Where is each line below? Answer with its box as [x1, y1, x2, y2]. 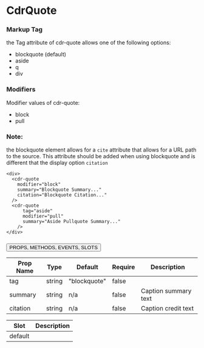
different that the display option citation [6, 159, 108, 167]
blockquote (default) [15, 51, 67, 58]
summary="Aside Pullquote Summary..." [22, 219, 121, 225]
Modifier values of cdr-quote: [6, 99, 80, 106]
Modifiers [6, 85, 36, 94]
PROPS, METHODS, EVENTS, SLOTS [9, 244, 98, 250]
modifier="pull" [22, 213, 64, 219]
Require [112, 263, 135, 272]
